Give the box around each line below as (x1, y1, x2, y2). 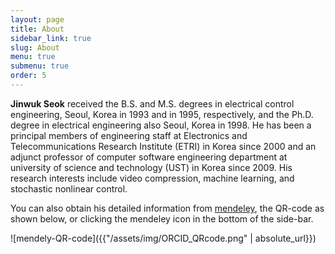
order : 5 (10, 71, 47, 81)
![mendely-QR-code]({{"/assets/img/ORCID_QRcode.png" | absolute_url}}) (10, 232, 317, 244)
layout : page (10, 14, 65, 25)
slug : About (10, 42, 60, 53)
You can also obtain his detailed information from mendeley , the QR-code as (10, 202, 325, 214)
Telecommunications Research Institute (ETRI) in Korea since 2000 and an (10, 140, 317, 152)
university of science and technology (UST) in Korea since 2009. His (10, 161, 293, 173)
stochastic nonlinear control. (10, 182, 128, 195)
